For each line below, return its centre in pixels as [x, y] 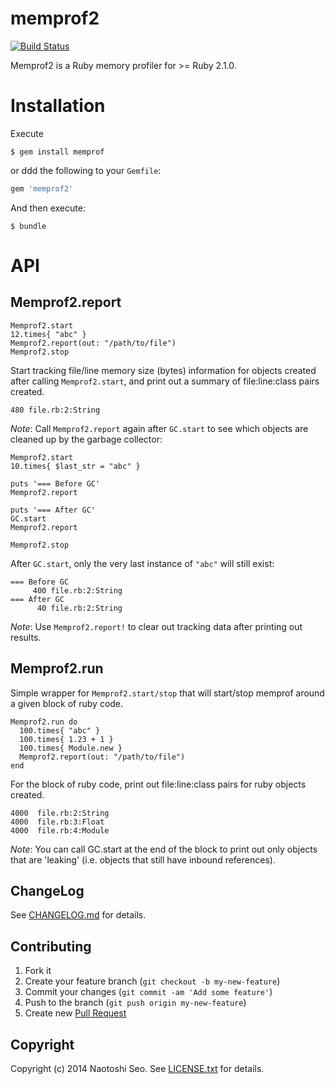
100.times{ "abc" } [60, 730]
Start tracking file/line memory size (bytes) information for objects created [163, 370]
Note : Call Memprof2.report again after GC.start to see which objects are [159, 428]
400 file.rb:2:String [77, 590]
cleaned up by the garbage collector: [86, 439]
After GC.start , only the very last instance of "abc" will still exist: [142, 563]
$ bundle [28, 226]
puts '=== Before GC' [55, 483]
